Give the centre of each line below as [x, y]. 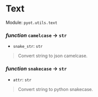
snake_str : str [28, 46]
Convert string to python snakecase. [55, 89]
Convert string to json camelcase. [53, 56]
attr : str [22, 80]
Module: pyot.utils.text [31, 22]
